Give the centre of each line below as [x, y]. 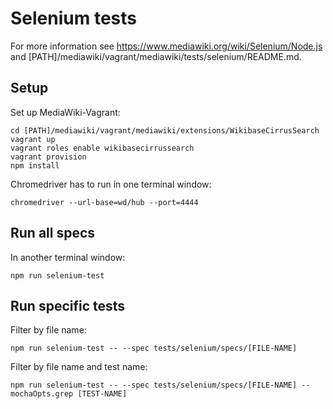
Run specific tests [68, 305]
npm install [35, 165]
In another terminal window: [68, 257]
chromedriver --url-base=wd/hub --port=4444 [104, 202]
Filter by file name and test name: [79, 367]
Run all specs [53, 233]
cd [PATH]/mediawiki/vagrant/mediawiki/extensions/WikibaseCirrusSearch [165, 130]
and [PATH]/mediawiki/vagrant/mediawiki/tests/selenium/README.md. [156, 56]
